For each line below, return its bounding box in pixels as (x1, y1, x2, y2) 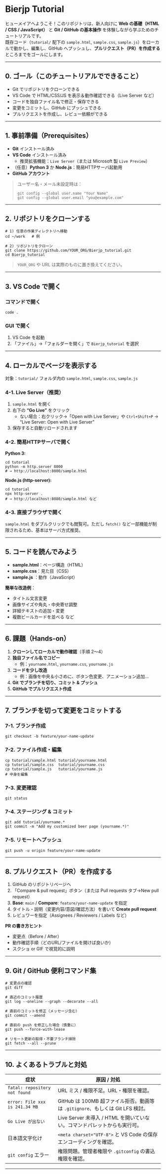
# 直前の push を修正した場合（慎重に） (5, 1023, 78, 1028)
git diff (5, 985, 23, 990)
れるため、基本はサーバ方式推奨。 (13, 527, 83, 533)
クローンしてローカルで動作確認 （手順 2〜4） (12, 648, 106, 654)
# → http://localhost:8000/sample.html (5, 469, 87, 473)
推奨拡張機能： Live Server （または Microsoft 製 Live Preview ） (19, 158, 150, 164)
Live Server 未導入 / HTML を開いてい (57, 1115, 145, 1121)
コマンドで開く (5, 298, 41, 305)
